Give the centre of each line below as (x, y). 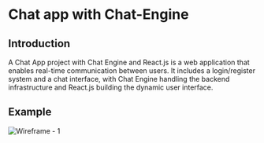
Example (30, 112)
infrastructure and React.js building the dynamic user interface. (111, 87)
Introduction (39, 44)
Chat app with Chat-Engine (99, 15)
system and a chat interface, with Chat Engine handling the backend (119, 79)
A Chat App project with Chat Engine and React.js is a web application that (129, 62)
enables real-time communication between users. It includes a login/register (132, 71)
